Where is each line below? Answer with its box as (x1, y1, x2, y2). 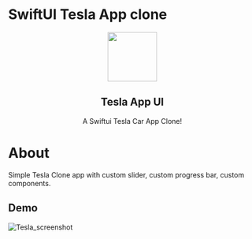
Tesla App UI (101, 95, 164, 109)
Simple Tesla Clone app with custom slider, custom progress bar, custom (8, 170, 245, 179)
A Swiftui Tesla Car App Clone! (82, 116, 183, 125)
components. (8, 178, 51, 188)
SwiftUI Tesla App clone (8, 6, 168, 24)
